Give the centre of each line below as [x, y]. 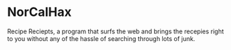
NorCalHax [39, 12]
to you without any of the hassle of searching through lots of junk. [101, 38]
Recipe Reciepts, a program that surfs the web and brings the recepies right [115, 31]
